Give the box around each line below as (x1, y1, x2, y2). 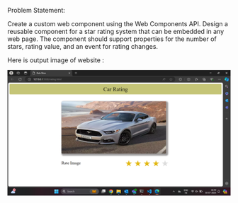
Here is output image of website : (7, 56, 105, 64)
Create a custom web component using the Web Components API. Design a (7, 20, 229, 28)
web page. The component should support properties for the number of (7, 35, 217, 43)
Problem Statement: (7, 6, 66, 14)
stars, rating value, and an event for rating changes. (7, 42, 158, 50)
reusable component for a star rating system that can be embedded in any (7, 28, 225, 35)
